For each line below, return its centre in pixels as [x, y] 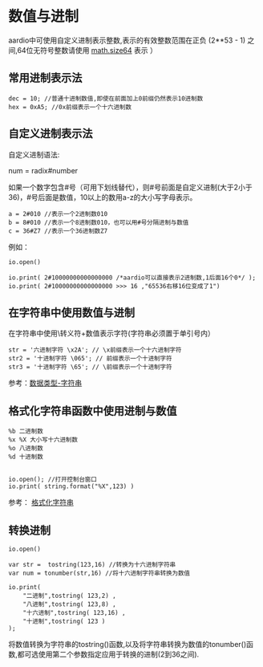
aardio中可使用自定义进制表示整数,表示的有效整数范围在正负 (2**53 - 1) [127, 40]
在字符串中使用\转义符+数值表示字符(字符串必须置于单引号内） [111, 333]
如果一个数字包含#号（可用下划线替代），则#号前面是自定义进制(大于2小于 [130, 187]
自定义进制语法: [34, 154]
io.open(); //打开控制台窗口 [53, 480]
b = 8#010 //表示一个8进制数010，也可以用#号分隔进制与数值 [99, 222]
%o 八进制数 [26, 449]
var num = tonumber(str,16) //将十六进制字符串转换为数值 [99, 573]
